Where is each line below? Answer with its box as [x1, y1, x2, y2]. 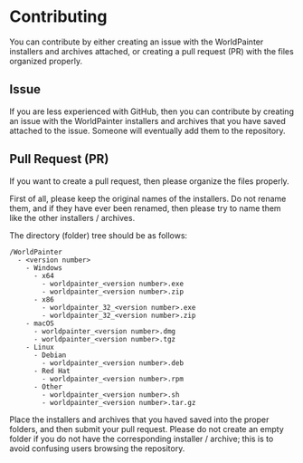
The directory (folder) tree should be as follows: [9, 229, 188, 241]
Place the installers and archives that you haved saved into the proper [9, 414, 270, 425]
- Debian [33, 351, 67, 360]
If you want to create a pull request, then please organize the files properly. [9, 175, 289, 187]
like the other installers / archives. [9, 212, 136, 223]
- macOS [25, 319, 54, 328]
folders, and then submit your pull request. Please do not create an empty [9, 423, 285, 434]
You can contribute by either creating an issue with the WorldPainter [9, 36, 264, 47]
